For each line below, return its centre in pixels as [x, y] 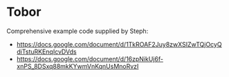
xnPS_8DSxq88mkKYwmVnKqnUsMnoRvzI [77, 66]
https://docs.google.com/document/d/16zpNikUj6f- [90, 58]
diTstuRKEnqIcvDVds [46, 52]
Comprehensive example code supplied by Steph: [77, 31]
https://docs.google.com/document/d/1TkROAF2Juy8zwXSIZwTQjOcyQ [119, 44]
